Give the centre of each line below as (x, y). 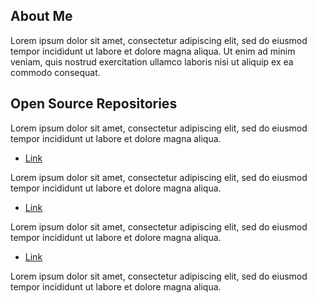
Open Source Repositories (94, 104)
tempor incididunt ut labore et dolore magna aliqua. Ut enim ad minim (153, 51)
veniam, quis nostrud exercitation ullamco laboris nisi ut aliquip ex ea (152, 61)
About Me (41, 16)
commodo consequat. (55, 72)
